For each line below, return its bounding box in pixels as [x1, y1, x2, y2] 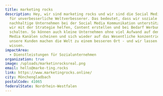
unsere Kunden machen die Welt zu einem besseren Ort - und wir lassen [9, 39, 158, 44]
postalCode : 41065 [5, 79, 42, 84]
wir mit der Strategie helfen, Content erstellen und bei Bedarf [9, 25, 145, 30]
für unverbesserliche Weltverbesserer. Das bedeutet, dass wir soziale [9, 16, 158, 21]
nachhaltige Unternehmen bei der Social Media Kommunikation [9, 20, 136, 26]
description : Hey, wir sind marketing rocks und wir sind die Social [5, 12, 149, 16]
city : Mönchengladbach [5, 75, 51, 80]
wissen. [9, 43, 25, 48]
